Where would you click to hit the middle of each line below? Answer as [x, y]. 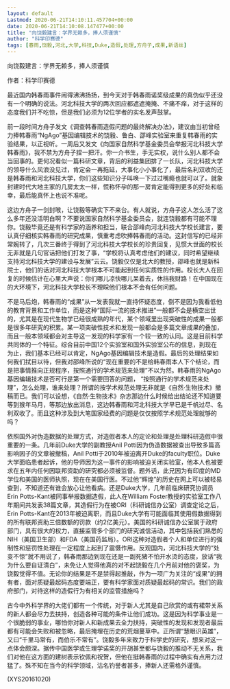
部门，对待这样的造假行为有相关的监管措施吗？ [79, 591]
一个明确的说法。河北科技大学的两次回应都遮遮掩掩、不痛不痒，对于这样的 [118, 103]
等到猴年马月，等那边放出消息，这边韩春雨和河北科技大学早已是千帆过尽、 [112, 405]
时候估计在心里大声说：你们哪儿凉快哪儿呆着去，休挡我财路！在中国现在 [121, 278]
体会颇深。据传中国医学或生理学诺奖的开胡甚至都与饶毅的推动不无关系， [115, 648]
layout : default [30, 13]
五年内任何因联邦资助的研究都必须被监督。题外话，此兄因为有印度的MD [120, 470]
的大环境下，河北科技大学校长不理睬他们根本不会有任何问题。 [94, 287]
